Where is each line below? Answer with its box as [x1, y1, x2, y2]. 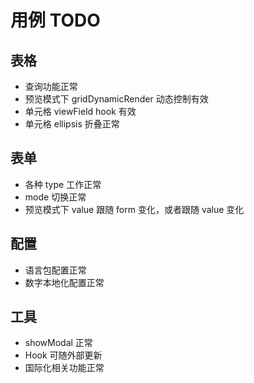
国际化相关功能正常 [24, 362, 105, 374]
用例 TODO [10, 9, 101, 32]
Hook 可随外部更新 [24, 349, 103, 361]
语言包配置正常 [24, 264, 87, 276]
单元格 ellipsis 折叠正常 [24, 118, 120, 130]
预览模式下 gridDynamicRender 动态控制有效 [24, 93, 209, 105]
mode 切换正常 [24, 191, 87, 203]
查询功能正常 [24, 81, 78, 92]
